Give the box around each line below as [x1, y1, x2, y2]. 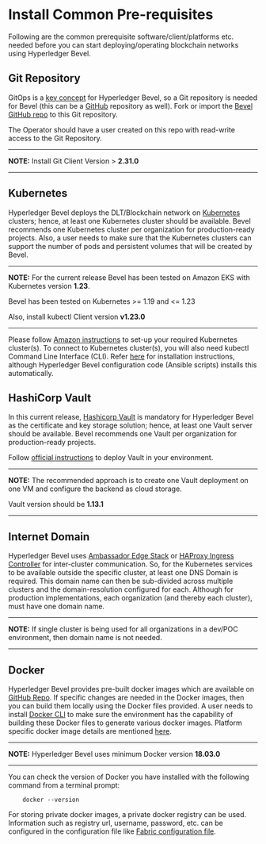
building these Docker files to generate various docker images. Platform [8, 718, 243, 727]
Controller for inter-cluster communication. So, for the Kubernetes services [8, 559, 253, 569]
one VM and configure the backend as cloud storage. [8, 484, 182, 493]
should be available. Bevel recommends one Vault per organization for [8, 429, 237, 439]
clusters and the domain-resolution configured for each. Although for [8, 585, 234, 594]
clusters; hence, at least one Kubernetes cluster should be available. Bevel [8, 216, 251, 225]
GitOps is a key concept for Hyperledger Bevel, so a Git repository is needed [8, 93, 258, 102]
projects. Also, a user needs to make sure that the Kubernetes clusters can [8, 232, 252, 243]
